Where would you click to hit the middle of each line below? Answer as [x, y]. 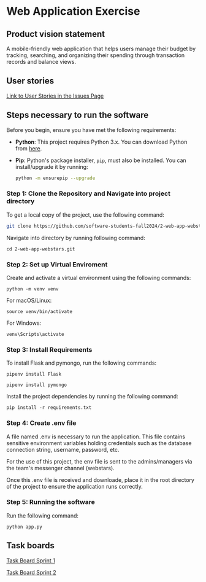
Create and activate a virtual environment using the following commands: [99, 277]
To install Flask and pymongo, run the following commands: [82, 363]
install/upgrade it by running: [51, 166]
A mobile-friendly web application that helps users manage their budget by [101, 49]
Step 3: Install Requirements [49, 349]
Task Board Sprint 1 [31, 561]
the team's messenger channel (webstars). [60, 468]
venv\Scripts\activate [35, 334]
